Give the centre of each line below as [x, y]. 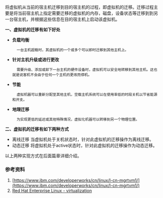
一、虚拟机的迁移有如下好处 [33, 30]
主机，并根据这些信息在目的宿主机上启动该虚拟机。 [69, 19]
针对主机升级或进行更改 [35, 59]
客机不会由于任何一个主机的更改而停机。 [57, 75]
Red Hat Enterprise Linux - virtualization [52, 191]
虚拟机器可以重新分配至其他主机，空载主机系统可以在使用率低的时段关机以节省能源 [87, 95]
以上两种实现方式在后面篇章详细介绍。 [43, 156]
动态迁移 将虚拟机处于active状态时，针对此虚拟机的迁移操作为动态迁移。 [85, 145]
